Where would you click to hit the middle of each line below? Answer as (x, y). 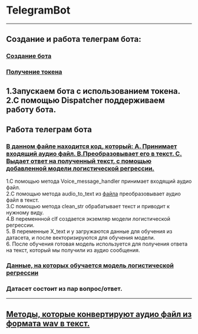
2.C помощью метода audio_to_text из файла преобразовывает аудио (93, 194)
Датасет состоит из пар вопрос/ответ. (64, 289)
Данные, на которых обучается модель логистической (90, 266)
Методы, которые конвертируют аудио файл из (99, 314)
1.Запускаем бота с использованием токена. (93, 91)
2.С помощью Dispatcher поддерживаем (85, 100)
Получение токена (34, 72)
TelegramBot (38, 10)
